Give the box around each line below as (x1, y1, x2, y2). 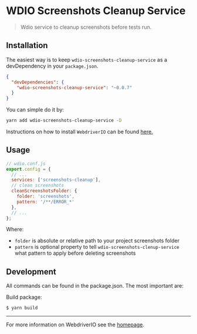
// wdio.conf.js (6, 160, 46, 167)
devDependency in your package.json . (6, 62, 98, 69)
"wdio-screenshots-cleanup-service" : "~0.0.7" (16, 85, 133, 90)
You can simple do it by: (6, 106, 64, 113)
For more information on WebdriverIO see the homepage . (6, 321, 145, 328)
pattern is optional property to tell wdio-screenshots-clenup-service (14, 244, 180, 251)
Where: (6, 226, 24, 233)
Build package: (6, 293, 42, 301)
